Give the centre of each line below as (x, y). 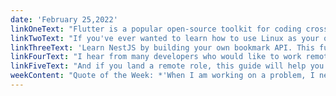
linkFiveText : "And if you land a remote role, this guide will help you (167, 66)
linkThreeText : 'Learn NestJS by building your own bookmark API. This (162, 47)
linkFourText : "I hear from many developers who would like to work (156, 57)
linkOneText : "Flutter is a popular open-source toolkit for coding (156, 29)
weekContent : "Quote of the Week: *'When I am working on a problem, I (162, 76)
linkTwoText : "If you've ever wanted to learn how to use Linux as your (165, 38)
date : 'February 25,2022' (64, 19)
